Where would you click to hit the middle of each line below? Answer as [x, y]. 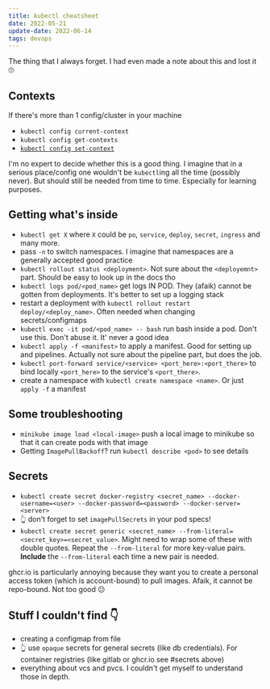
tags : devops [30, 38]
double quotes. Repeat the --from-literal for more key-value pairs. [133, 548]
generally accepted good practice [76, 260]
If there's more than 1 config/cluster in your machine [95, 116]
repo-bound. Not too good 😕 [57, 589]
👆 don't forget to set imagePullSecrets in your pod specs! [115, 519]
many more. [40, 242]
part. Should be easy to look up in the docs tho [98, 277]
